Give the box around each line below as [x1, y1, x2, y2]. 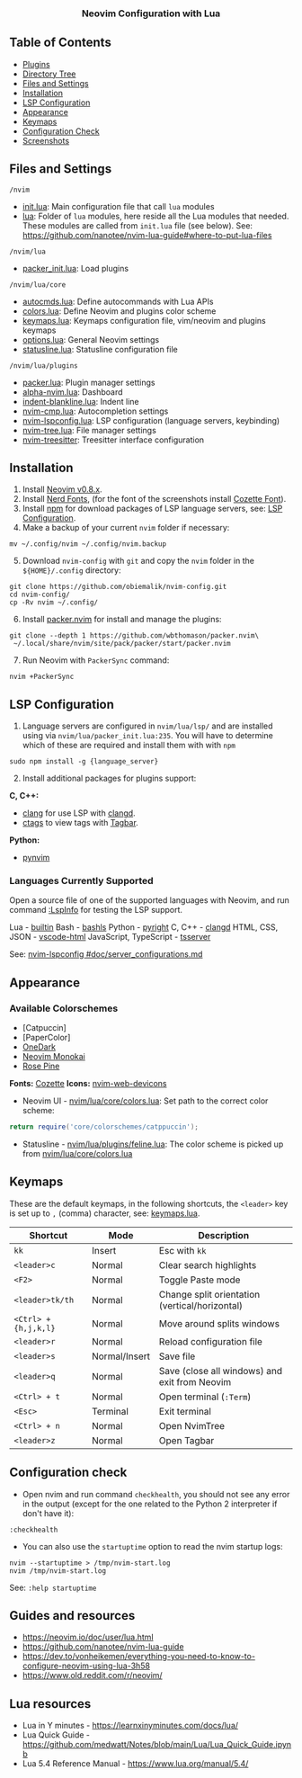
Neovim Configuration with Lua [81, 7, 221, 20]
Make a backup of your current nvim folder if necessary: [22, 523, 230, 533]
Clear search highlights [158, 1258, 257, 1271]
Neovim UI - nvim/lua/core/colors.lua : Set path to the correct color [22, 1095, 269, 1106]
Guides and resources [9, 1608, 136, 1623]
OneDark [22, 1041, 57, 1052]
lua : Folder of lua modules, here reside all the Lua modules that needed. [22, 210, 289, 221]
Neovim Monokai [22, 1051, 85, 1062]
